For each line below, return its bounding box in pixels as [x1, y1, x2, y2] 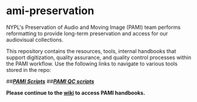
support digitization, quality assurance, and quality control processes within [6, 54, 192, 61]
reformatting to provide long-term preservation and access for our [6, 29, 168, 37]
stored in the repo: [6, 66, 52, 73]
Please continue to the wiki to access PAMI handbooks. [6, 89, 145, 96]
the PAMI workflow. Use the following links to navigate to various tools [6, 60, 178, 67]
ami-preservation [6, 4, 94, 18]
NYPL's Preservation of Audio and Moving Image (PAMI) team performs [6, 24, 181, 31]
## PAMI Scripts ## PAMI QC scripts [6, 78, 95, 85]
